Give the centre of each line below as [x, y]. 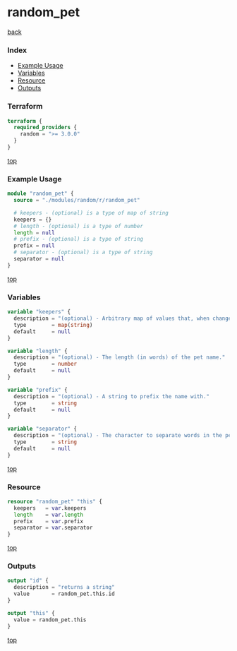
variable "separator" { [42, 429]
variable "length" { [38, 351]
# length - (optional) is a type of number [78, 226]
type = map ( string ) [53, 325]
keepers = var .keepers [50, 508]
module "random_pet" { [41, 194]
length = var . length [48, 515]
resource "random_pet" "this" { [55, 501]
